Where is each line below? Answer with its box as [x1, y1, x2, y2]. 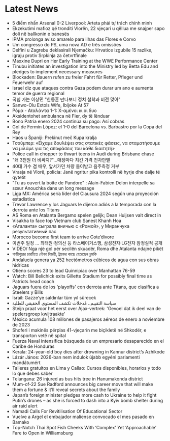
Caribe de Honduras [12, 343, 55, 349]
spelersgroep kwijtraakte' [12, 311, 65, 317]
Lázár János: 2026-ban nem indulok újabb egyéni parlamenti [12, 354, 140, 360]
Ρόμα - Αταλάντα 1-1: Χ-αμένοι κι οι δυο [12, 107, 97, 114]
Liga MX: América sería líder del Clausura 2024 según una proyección [12, 190, 159, 197]
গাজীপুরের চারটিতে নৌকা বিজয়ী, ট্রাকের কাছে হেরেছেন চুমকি [12, 251, 97, 257]
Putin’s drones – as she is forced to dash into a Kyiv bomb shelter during [12, 397, 163, 403]
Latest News [5, 3, 59, 15]
